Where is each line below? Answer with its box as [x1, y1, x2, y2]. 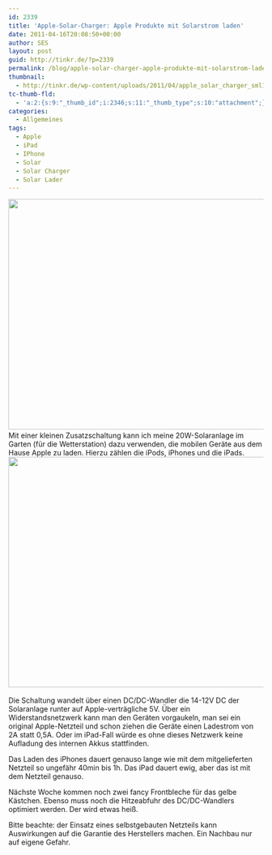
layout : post [8, 47, 53, 56]
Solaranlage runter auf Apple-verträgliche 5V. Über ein [8, 704, 191, 714]
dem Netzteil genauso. [8, 772, 84, 781]
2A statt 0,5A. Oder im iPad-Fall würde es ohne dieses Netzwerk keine [8, 730, 244, 740]
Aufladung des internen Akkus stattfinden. [8, 738, 150, 749]
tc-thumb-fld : [8, 90, 57, 98]
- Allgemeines [15, 116, 63, 124]
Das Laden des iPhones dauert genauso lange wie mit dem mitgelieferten [8, 755, 253, 764]
